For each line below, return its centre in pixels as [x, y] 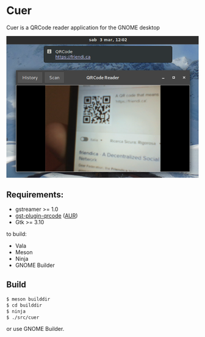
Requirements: [35, 195]
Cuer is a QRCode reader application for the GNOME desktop [83, 27]
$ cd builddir [24, 305]
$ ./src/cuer [23, 317]
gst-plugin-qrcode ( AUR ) [46, 216]
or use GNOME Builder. [35, 329]
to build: [17, 234]
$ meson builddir [28, 299]
